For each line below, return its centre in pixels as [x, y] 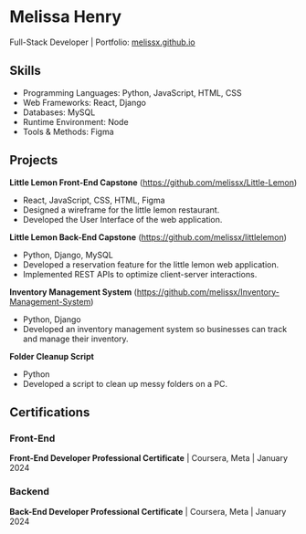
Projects [34, 160]
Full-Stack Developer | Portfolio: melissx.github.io [102, 42]
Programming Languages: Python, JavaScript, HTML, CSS [132, 92]
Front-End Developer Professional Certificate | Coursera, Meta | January [149, 458]
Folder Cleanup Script [52, 356]
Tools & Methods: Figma [68, 131]
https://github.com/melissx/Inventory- [208, 292]
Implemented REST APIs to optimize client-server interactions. [140, 274]
